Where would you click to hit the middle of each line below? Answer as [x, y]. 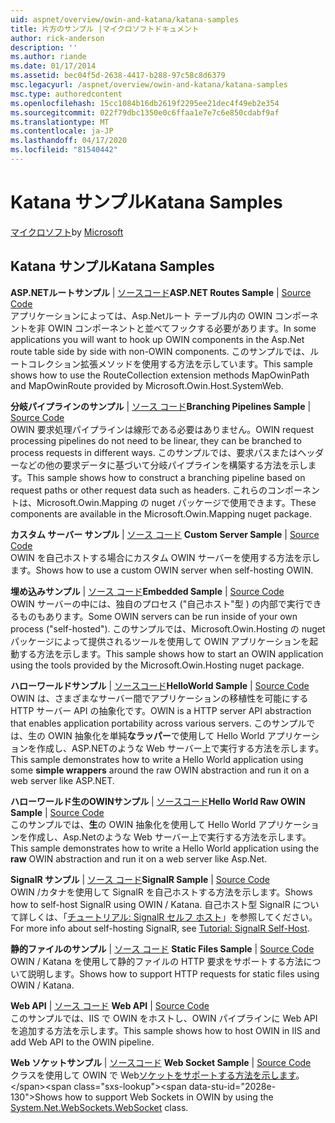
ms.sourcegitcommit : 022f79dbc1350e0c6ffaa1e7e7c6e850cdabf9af [145, 112]
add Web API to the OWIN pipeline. [82, 1042]
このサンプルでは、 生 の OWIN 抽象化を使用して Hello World [133, 824]
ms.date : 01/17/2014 [53, 66]
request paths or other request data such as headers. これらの [139, 490]
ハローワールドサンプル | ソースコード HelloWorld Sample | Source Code [160, 685]
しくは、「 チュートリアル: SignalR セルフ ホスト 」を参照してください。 [172, 917]
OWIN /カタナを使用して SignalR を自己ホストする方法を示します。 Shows [161, 892]
